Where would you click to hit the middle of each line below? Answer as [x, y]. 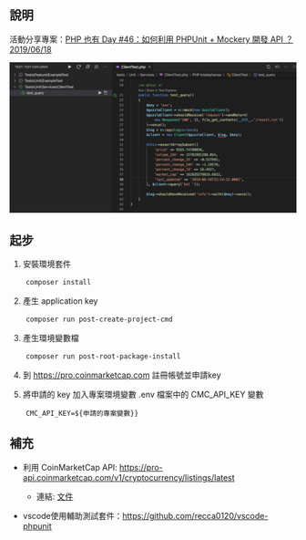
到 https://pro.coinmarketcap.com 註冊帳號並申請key [122, 375]
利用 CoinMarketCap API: [70, 467]
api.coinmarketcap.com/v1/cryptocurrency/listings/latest [128, 477]
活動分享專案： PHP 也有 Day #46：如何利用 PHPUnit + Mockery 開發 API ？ [152, 39]
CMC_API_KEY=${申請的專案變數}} [82, 414]
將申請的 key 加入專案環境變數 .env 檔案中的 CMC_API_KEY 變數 [143, 395]
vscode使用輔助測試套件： [72, 515]
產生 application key [60, 301]
